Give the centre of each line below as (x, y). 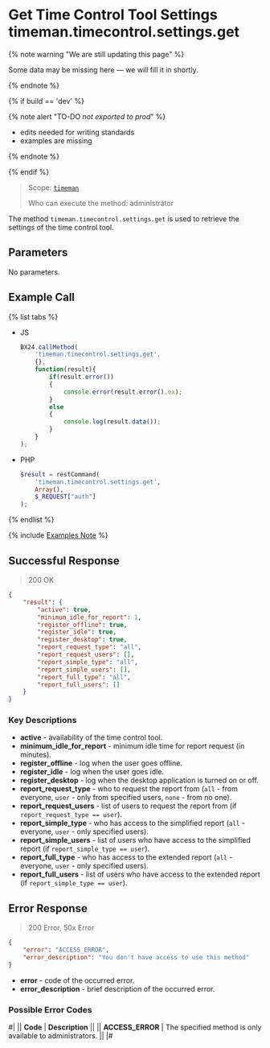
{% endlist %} (31, 520)
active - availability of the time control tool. (91, 737)
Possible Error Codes (50, 1009)
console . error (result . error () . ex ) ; (123, 392)
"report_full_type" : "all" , (84, 677)
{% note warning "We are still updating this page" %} (96, 54)
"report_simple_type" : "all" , (88, 662)
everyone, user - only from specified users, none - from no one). (126, 798)
